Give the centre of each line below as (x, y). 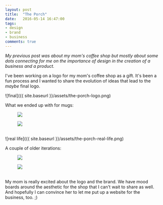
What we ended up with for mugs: (39, 105)
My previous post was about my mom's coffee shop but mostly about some (82, 56)
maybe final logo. (23, 86)
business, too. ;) (21, 197)
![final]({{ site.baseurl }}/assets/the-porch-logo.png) (58, 95)
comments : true (21, 42)
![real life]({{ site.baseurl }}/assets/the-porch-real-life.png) (65, 139)
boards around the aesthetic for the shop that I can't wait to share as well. (80, 187)
